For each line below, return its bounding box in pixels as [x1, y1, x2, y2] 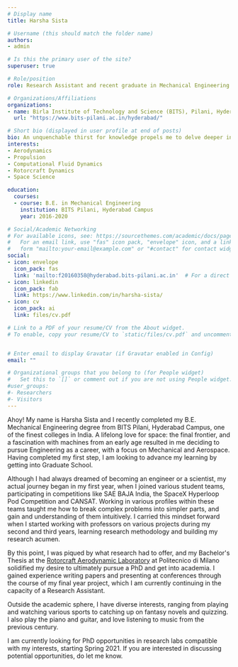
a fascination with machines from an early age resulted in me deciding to [7, 438, 220, 446]
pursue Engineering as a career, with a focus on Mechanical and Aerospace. [7, 445, 230, 454]
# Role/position [7, 75, 55, 82]
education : [7, 186, 40, 194]
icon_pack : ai [13, 305, 55, 313]
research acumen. [7, 534, 60, 543]
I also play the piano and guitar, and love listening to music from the [7, 615, 205, 624]
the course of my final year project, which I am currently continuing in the [7, 578, 222, 587]
